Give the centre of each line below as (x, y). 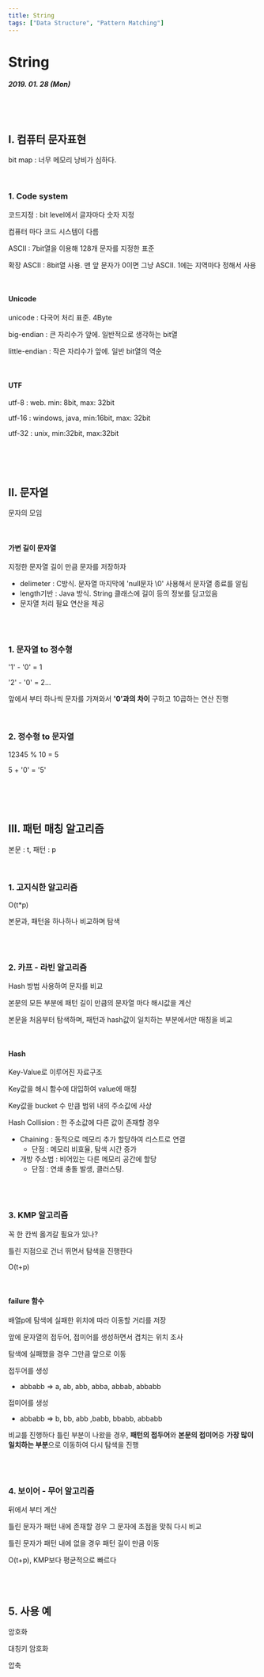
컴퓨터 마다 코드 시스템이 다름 (54, 231)
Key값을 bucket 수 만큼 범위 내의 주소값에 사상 (80, 1106)
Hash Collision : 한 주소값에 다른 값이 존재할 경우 (84, 1122)
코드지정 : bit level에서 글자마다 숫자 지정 (71, 214)
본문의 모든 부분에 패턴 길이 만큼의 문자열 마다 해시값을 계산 (100, 1003)
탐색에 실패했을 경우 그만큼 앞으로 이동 (67, 1353)
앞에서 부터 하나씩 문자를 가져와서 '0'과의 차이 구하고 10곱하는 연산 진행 (119, 699)
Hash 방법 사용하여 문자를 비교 (56, 986)
